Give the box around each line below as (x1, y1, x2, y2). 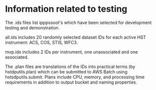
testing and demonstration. (5, 24, 60, 30)
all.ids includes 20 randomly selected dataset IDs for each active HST (5, 34, 146, 40)
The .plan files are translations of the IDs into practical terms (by (5, 64, 135, 69)
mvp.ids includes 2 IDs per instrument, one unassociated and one (5, 49, 138, 55)
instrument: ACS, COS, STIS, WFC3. (5, 39, 78, 45)
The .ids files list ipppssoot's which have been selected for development (5, 20, 152, 25)
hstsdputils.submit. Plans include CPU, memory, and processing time (5, 74, 145, 80)
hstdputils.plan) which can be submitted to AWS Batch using (5, 68, 128, 74)
